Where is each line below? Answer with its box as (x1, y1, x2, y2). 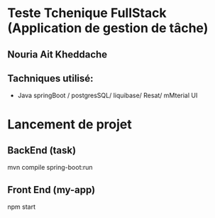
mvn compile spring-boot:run (7, 163, 94, 172)
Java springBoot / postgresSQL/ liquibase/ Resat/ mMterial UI (17, 91, 198, 100)
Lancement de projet (7, 116, 133, 132)
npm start (7, 202, 36, 211)
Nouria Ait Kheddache (7, 48, 108, 60)
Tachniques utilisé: (7, 72, 94, 85)
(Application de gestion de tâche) (7, 20, 209, 36)
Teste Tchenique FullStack (7, 5, 167, 21)
